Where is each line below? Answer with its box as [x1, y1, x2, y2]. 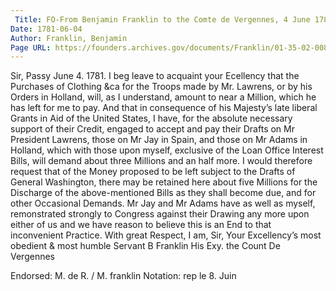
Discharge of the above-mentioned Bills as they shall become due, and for [10, 187, 317, 199]
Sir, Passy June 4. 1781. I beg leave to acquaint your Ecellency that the [10, 70, 300, 82]
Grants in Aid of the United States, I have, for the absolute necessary [10, 112, 293, 125]
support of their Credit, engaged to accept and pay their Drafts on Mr [10, 123, 295, 135]
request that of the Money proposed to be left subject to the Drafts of [10, 166, 296, 178]
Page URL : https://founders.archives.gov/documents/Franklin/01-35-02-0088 [10, 42, 333, 53]
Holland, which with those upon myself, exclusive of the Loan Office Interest [10, 144, 324, 156]
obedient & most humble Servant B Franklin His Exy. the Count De [10, 240, 281, 252]
